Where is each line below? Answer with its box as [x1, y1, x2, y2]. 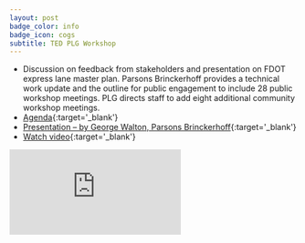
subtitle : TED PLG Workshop [9, 38, 117, 48]
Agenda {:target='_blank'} [22, 112, 119, 123]
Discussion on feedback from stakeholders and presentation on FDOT [22, 64, 286, 75]
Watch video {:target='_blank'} [22, 131, 136, 142]
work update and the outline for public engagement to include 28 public [22, 83, 293, 94]
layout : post [9, 13, 59, 23]
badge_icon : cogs [9, 30, 76, 39]
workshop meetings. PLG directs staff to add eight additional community [22, 93, 295, 104]
